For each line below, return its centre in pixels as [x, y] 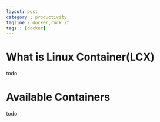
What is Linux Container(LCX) [80, 57]
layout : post [22, 11]
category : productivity [36, 17]
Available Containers [58, 97]
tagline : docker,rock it [38, 22]
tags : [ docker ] [26, 28]
